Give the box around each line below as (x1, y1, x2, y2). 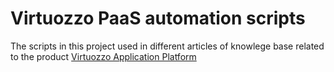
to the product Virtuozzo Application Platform (10, 50, 197, 62)
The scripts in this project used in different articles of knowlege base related (10, 40, 325, 52)
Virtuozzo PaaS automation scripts (10, 7, 306, 30)
